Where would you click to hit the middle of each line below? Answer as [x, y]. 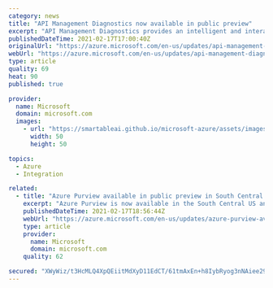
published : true [36, 84]
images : [29, 122]
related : [23, 189]
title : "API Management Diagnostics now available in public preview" [130, 24]
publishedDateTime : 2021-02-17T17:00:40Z [80, 39]
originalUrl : [30, 46]
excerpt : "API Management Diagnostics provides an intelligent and [125, 31]
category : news [34, 16]
